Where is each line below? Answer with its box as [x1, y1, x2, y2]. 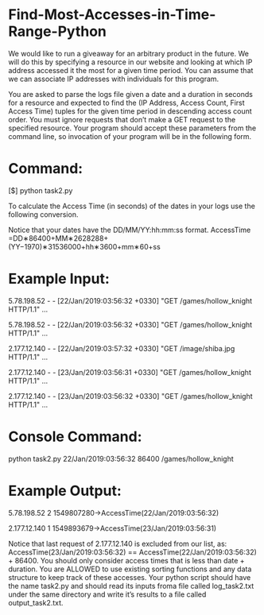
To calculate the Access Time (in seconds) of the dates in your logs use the [8, 201, 256, 211]
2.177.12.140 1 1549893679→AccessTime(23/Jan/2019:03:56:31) [8, 523, 217, 533]
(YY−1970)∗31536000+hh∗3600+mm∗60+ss [8, 242, 161, 251]
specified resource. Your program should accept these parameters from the [8, 123, 257, 133]
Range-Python [8, 22, 107, 41]
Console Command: [8, 427, 142, 446]
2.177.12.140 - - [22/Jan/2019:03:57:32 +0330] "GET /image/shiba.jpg [8, 343, 235, 353]
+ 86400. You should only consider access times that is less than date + [8, 555, 245, 565]
